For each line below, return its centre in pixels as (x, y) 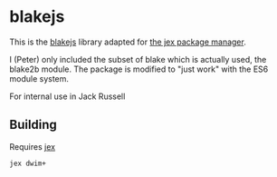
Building (33, 125)
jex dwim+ (28, 163)
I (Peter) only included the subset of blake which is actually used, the (138, 59)
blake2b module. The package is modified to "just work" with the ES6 (139, 69)
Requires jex (33, 146)
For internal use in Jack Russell (67, 96)
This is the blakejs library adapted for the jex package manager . (128, 42)
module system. (39, 78)
